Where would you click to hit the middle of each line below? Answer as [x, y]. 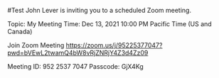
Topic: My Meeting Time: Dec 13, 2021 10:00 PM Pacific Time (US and [109, 24]
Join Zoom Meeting [36, 45]
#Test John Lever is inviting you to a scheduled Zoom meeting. [100, 10]
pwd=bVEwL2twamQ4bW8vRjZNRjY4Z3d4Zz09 [78, 53]
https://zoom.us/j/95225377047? [114, 45]
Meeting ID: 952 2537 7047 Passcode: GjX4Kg [75, 66]
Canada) [20, 32]
